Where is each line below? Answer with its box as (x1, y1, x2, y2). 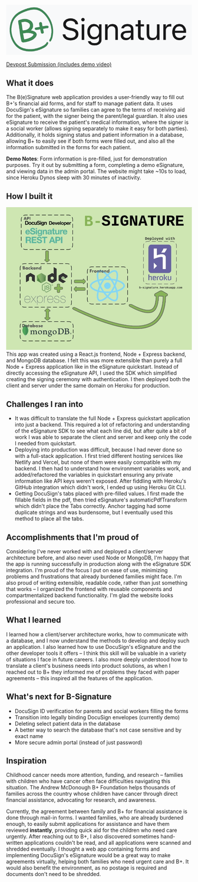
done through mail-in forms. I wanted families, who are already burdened (6, 814, 184, 821)
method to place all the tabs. (14, 515, 84, 522)
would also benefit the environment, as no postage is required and (6, 864, 167, 871)
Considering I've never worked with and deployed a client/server (6, 547, 163, 555)
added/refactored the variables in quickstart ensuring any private (14, 471, 173, 478)
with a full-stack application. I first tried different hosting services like (14, 453, 183, 460)
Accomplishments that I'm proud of (6, 532, 139, 542)
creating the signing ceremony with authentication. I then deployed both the (6, 376, 190, 383)
